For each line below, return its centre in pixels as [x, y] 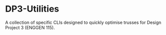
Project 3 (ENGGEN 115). [30, 27]
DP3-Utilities [32, 9]
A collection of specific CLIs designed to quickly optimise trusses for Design [83, 22]
